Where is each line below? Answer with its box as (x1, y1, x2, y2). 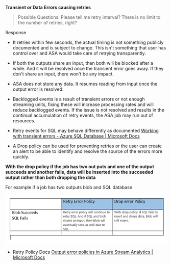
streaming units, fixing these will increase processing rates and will (12, 101, 154, 108)
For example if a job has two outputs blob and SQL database (5, 184, 133, 190)
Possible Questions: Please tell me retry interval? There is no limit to (17, 14, 161, 20)
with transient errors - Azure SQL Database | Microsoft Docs (12, 133, 140, 139)
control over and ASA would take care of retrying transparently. (12, 50, 146, 56)
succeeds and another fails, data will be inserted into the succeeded (5, 169, 154, 175)
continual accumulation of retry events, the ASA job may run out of (12, 112, 153, 118)
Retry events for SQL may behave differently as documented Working (12, 127, 159, 134)
